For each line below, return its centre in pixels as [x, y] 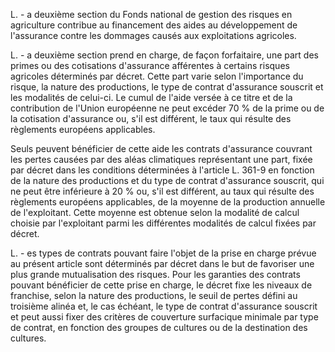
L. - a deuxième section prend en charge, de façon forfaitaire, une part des [164, 55]
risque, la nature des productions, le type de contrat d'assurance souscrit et [167, 87]
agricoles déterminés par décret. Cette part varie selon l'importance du [157, 76]
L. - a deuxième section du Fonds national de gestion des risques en [151, 14]
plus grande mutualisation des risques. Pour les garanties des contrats [155, 274]
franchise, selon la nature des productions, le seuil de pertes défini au [154, 295]
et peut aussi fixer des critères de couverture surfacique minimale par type [164, 317]
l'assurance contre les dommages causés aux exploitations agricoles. [153, 35]
